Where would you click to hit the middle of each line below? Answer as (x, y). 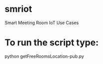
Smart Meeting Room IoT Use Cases (42, 23)
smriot (18, 9)
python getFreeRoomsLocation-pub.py (44, 56)
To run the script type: (52, 43)
